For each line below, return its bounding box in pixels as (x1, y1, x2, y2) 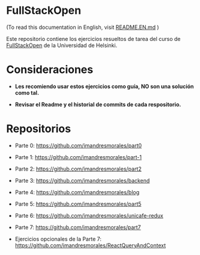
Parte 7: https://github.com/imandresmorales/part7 (14, 224, 141, 231)
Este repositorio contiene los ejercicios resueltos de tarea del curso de (6, 35, 181, 42)
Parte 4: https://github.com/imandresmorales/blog (14, 188, 140, 196)
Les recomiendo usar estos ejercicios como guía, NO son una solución (14, 83, 194, 90)
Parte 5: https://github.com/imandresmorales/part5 (14, 200, 142, 207)
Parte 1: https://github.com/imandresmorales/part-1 (14, 153, 142, 160)
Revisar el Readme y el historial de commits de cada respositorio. (14, 101, 181, 108)
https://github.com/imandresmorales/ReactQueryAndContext (14, 242, 166, 249)
